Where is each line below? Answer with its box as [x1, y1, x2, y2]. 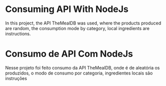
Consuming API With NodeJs [5, 3, 129, 15]
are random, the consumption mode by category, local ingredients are [5, 25, 149, 31]
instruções [5, 75, 28, 81]
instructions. [5, 30, 31, 36]
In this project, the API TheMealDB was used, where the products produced [5, 20, 161, 26]
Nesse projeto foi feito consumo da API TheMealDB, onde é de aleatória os [5, 64, 160, 70]
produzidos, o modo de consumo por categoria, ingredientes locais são [5, 70, 153, 76]
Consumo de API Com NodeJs [5, 48, 133, 59]
